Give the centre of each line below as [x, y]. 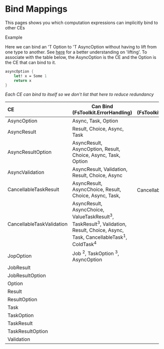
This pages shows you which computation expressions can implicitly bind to [82, 23]
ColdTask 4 [84, 244]
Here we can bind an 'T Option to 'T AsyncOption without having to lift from [81, 47]
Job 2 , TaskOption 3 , [96, 253]
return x [23, 80]
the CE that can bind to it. [31, 62]
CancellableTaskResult [33, 190]
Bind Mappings [36, 9]
